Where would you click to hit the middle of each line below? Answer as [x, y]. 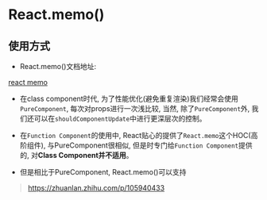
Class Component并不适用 [82, 155]
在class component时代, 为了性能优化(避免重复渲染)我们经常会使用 [129, 98]
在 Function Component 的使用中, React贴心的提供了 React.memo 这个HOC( [135, 135]
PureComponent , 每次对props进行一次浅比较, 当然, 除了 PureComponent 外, [135, 108]
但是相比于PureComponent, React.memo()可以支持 [103, 172]
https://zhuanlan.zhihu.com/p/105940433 [96, 188]
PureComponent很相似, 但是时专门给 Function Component [147, 145]
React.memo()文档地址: [58, 66]
